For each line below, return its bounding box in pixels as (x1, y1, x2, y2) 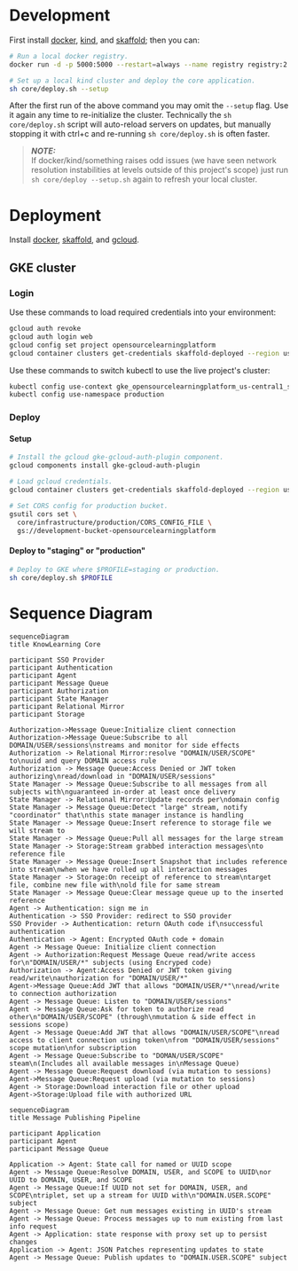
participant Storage (9, 710, 86, 719)
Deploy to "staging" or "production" (9, 545, 146, 556)
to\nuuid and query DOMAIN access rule (9, 757, 157, 765)
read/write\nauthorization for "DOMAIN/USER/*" (9, 974, 189, 983)
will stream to (9, 827, 66, 836)
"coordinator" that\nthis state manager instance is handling (9, 811, 244, 820)
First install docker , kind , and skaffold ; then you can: (9, 35, 200, 45)
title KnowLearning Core (9, 640, 101, 649)
